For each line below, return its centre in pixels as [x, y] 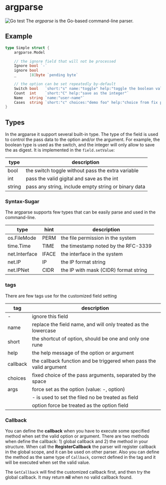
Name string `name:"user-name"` [49, 98]
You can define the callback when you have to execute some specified [77, 431]
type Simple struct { [27, 48]
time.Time [19, 246]
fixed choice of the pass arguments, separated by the [94, 375]
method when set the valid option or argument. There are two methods [77, 436]
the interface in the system [92, 254]
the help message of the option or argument [83, 353]
